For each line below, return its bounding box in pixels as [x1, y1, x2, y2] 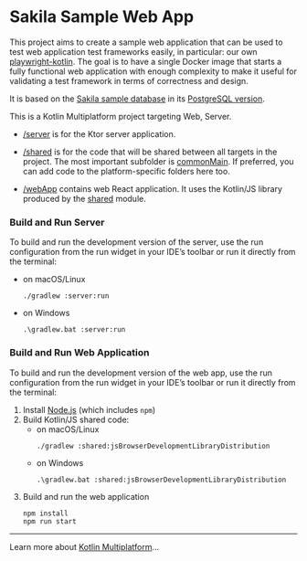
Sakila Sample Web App [9, 6, 195, 27]
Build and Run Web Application [9, 346, 150, 359]
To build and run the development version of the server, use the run [9, 237, 264, 248]
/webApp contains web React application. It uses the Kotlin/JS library [22, 183, 283, 194]
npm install [22, 509, 69, 518]
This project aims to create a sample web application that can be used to [9, 37, 283, 48]
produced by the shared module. [22, 193, 146, 204]
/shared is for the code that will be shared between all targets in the [22, 146, 278, 157]
